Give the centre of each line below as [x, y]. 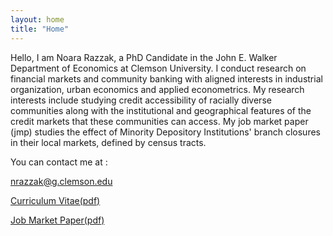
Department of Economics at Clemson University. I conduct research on [158, 68]
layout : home [37, 19]
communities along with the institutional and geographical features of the [161, 110]
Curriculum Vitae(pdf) [55, 200]
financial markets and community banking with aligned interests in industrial [166, 78]
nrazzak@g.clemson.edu [61, 181]
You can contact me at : [59, 162]
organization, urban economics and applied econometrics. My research [157, 89]
